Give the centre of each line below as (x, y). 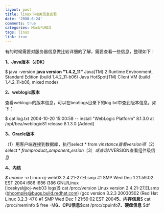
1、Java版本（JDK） (26, 62)
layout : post (18, 10)
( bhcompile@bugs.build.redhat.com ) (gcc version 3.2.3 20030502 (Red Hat (82, 193)
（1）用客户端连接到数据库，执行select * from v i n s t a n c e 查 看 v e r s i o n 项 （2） (81, 144)
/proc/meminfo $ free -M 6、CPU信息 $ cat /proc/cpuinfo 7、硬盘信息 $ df (78, 205)
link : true (16, 37)
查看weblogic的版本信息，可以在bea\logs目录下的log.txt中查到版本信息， (79, 102)
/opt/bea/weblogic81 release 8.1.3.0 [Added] (50, 123)
